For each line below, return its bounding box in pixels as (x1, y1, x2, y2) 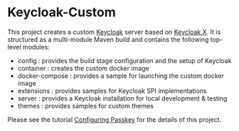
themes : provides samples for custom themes (17, 101, 154, 110)
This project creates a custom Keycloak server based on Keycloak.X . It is (7, 28, 221, 36)
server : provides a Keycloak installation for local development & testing (17, 93, 228, 103)
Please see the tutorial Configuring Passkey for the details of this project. (7, 115, 222, 124)
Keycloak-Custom (7, 4, 116, 21)
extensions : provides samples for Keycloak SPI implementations (17, 86, 207, 95)
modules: (22, 42, 50, 51)
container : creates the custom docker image (17, 64, 149, 72)
